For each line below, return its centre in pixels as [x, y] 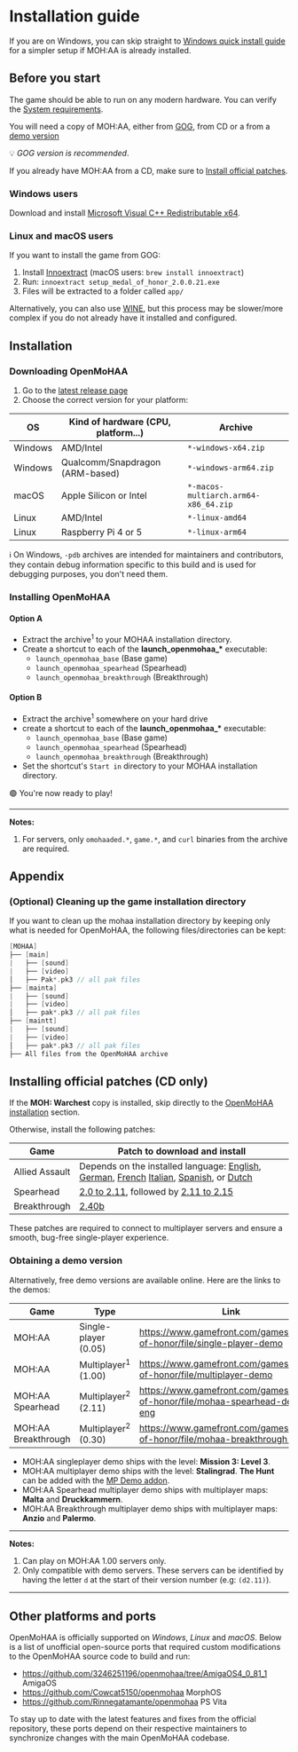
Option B [26, 698]
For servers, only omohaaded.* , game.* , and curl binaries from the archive [155, 839]
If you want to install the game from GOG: [85, 256]
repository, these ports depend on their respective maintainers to [128, 1729]
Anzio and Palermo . [59, 1519]
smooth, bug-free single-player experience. [89, 1238]
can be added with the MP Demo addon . [96, 1480]
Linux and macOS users [61, 235]
